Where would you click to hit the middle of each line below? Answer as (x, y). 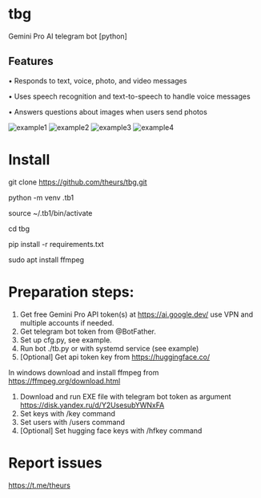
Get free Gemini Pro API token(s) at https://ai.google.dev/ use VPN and (137, 314)
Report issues (55, 463)
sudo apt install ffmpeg (46, 259)
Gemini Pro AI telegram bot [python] (68, 36)
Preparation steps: (71, 292)
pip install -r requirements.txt (56, 244)
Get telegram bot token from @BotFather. (88, 331)
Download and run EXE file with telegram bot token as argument (125, 396)
